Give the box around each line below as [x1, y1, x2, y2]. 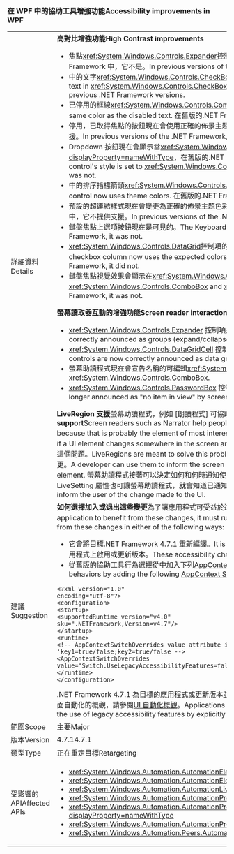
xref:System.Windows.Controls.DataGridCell [68, 344, 214, 354]
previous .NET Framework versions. [68, 90, 185, 100]
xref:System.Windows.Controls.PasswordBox [68, 383, 217, 392]
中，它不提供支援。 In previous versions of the [68, 212, 219, 221]
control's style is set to [68, 162, 143, 172]
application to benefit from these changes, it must [56, 513, 219, 523]
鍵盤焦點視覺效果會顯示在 [68, 271, 153, 281]
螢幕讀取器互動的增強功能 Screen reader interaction [56, 308, 228, 318]
